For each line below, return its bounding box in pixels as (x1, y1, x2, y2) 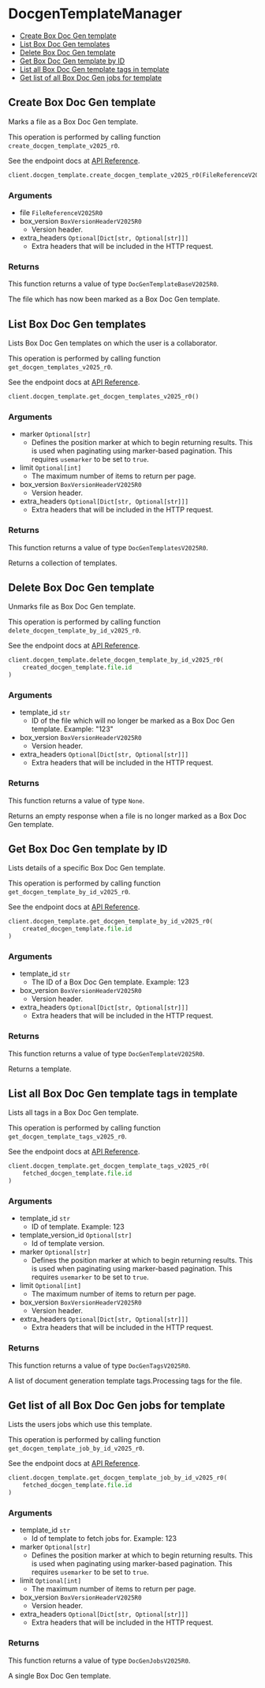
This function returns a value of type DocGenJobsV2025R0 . (8, 1656, 191, 1665)
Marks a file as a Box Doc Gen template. (8, 116, 139, 127)
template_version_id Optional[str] (19, 1230, 132, 1240)
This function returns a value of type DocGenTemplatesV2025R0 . (8, 542, 209, 552)
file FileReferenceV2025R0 (19, 207, 103, 217)
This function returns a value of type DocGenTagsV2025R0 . (8, 1361, 191, 1370)
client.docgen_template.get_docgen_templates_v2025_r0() (8, 393, 200, 401)
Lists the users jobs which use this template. (8, 1420, 152, 1429)
